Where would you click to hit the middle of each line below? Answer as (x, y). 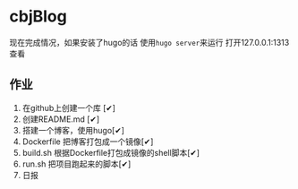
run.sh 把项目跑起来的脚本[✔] (77, 164)
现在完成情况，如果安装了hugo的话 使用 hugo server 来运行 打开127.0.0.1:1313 (149, 42)
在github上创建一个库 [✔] (69, 107)
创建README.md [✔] (61, 119)
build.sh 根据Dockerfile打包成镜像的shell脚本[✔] (111, 152)
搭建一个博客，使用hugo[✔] (73, 130)
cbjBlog (38, 17)
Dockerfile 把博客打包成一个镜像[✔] (88, 142)
